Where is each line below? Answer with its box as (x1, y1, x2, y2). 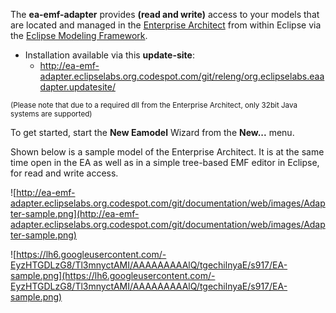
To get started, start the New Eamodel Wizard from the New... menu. (10, 127, 295, 138)
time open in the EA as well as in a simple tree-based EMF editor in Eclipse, (10, 157, 320, 168)
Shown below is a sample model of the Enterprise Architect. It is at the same (10, 146, 325, 158)
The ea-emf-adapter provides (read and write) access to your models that (10, 9, 320, 20)
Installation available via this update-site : (24, 49, 195, 61)
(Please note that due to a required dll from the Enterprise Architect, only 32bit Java (10, 100, 298, 110)
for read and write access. (10, 167, 119, 179)
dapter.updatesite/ (39, 81, 116, 93)
